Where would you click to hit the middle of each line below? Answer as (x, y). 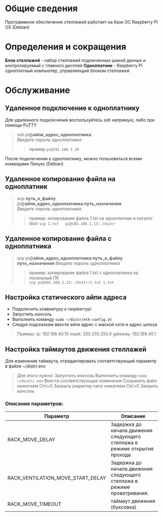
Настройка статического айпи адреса (66, 297)
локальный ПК (44, 277)
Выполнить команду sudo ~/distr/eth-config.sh (62, 319)
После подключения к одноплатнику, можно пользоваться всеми (73, 158)
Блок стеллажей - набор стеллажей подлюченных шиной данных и (75, 60)
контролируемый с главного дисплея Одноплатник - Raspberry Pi (74, 65)
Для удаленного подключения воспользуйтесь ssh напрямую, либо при (80, 120)
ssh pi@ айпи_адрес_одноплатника (54, 134)
